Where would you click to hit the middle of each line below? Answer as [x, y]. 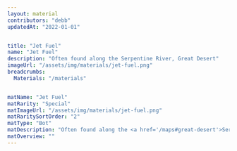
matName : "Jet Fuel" [38, 97]
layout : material [33, 14]
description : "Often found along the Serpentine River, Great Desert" [113, 59]
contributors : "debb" [39, 20]
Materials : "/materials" [50, 78]
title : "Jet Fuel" [34, 46]
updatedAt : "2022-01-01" [44, 27]
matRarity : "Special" [39, 104]
